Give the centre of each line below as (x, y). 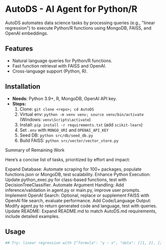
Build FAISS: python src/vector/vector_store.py (69, 140)
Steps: (19, 104)
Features (19, 49)
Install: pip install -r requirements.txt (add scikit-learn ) (81, 125)
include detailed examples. (32, 216)
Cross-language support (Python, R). (50, 71)
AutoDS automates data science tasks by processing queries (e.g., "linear (80, 23)
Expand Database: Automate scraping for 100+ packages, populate (73, 169)
